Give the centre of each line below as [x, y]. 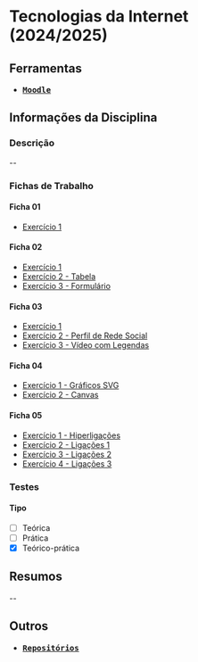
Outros [29, 626]
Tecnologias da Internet [99, 17]
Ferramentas [45, 68]
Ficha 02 [26, 247]
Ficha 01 [25, 207]
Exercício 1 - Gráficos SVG [70, 385]
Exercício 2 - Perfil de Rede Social [85, 335]
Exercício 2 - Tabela [59, 277]
